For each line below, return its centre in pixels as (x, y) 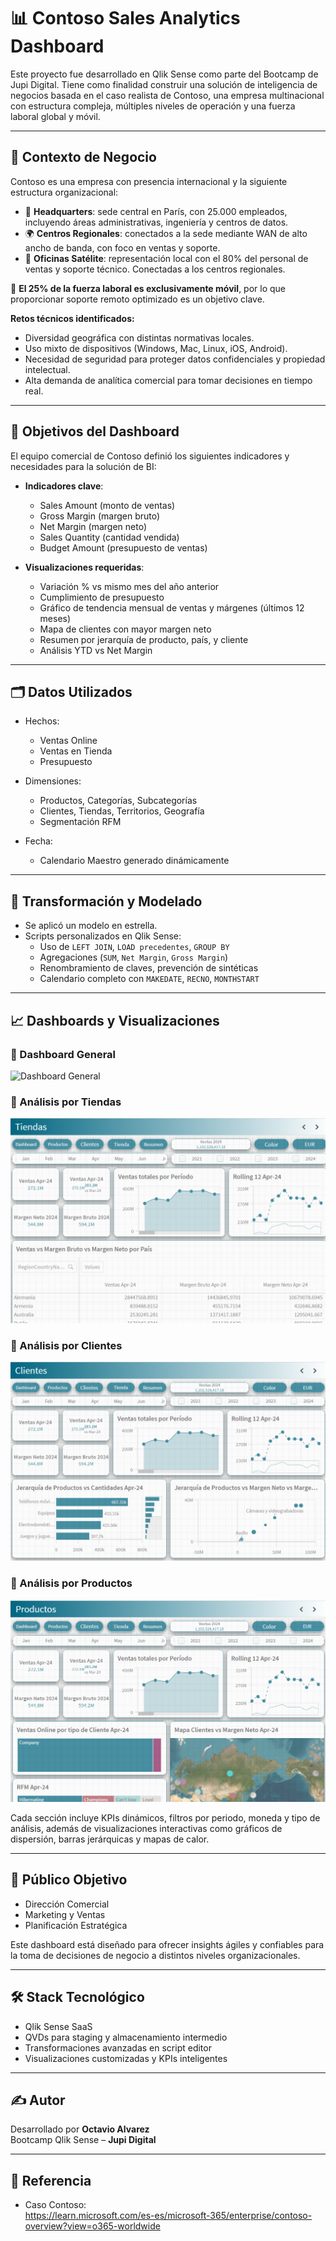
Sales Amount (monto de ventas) (107, 505)
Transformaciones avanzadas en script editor (118, 2047)
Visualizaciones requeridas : (84, 567)
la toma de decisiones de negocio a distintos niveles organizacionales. (155, 1955)
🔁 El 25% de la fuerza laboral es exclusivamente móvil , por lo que (148, 288)
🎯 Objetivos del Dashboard (95, 431)
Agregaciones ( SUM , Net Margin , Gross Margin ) (134, 957)
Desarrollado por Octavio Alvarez (80, 2129)
